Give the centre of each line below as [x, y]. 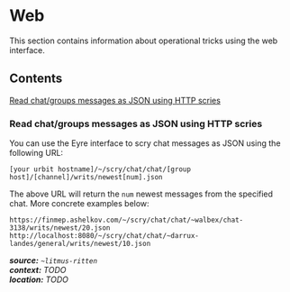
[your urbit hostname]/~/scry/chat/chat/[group [100, 169]
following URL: [36, 153]
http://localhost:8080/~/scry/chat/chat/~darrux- [104, 236]
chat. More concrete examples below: [80, 204]
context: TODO [38, 270]
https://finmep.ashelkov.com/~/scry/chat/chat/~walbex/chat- [127, 220]
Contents [36, 79]
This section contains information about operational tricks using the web [144, 41]
